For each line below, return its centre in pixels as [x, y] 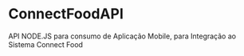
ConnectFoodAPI [66, 14]
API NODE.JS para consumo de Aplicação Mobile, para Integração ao [122, 36]
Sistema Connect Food [46, 44]
